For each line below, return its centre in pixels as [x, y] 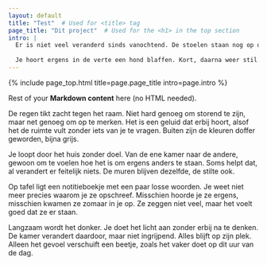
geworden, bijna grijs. [44, 138]
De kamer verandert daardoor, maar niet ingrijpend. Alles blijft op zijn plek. [130, 236]
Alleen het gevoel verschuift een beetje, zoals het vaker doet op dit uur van [131, 244]
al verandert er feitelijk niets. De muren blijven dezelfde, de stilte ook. [122, 171]
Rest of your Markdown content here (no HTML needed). [103, 98]
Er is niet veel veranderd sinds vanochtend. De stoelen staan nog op [135, 45]
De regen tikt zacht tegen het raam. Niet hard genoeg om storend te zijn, [127, 113]
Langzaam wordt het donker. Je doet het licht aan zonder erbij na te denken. [133, 227]
